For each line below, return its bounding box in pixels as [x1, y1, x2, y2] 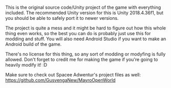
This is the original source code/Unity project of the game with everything [5, 5, 161, 10]
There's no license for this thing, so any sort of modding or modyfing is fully [5, 51, 166, 57]
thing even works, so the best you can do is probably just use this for [5, 31, 151, 36]
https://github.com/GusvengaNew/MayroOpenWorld [5, 77, 116, 83]
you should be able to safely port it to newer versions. [5, 15, 119, 21]
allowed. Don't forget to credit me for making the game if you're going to [5, 56, 158, 63]
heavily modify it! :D [5, 62, 48, 68]
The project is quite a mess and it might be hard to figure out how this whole [5, 25, 166, 31]
